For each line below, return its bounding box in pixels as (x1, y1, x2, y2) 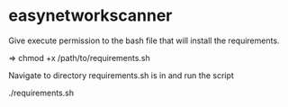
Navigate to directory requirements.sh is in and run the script (8, 69, 235, 81)
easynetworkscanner (8, 5, 173, 26)
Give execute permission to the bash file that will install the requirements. (8, 35, 280, 46)
